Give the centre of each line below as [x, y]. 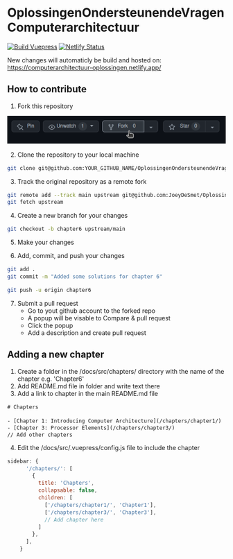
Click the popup [50, 325]
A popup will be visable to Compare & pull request [99, 318]
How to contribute [47, 89]
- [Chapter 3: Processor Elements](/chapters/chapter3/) [91, 428]
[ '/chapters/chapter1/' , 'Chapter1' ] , [100, 505]
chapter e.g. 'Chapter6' [51, 379]
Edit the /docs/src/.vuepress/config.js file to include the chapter [108, 447]
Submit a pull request [48, 303]
